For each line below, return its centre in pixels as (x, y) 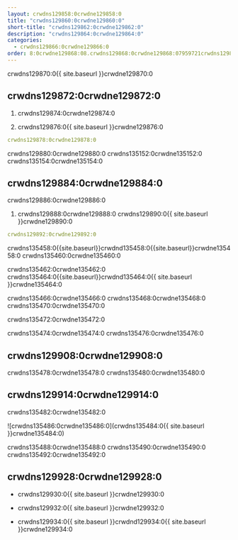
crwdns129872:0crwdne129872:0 (84, 96)
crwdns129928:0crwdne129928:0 (85, 477)
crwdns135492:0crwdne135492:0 (57, 454)
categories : (25, 40)
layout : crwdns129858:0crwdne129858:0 (64, 14)
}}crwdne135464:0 (35, 285)
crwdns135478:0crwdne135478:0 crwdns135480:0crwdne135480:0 (106, 373)
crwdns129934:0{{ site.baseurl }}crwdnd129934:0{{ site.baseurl (112, 522)
